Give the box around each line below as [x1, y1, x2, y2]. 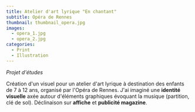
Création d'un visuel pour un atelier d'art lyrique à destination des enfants [6, 80, 184, 87]
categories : [6, 42, 35, 48]
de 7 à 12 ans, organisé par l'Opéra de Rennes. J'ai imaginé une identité [6, 86, 181, 93]
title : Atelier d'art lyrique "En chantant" [6, 8, 117, 15]
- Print [11, 47, 31, 53]
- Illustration [11, 52, 49, 58]
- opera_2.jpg [11, 36, 46, 42]
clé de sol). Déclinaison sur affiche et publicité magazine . [6, 98, 147, 106]
